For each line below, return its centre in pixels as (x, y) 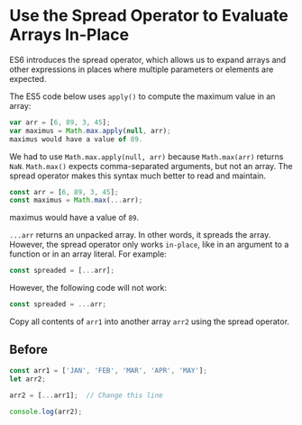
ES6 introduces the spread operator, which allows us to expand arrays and (148, 59)
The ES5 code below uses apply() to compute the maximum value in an (142, 96)
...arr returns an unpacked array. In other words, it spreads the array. (140, 235)
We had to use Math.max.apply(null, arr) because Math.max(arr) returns (146, 156)
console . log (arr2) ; (46, 411)
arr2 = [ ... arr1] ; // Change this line (87, 395)
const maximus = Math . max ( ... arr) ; (76, 200)
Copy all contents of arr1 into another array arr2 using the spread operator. (150, 321)
